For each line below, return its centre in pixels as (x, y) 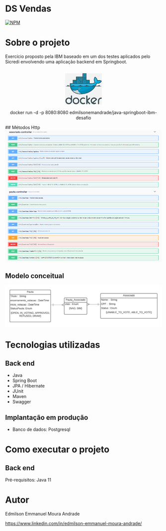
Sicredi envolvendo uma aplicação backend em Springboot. (66, 62)
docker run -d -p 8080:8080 (39, 113)
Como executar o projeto (57, 450)
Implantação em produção (47, 417)
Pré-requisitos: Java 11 (28, 480)
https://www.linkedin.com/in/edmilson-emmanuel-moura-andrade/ (74, 523)
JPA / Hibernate (29, 386)
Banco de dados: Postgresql (41, 429)
